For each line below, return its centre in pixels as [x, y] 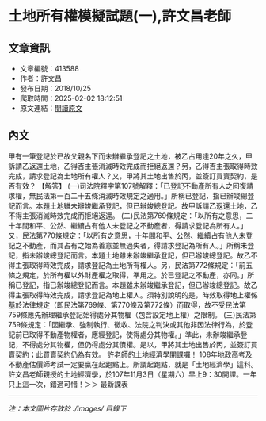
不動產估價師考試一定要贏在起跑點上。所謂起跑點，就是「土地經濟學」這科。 [133, 364]
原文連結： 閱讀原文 [51, 108]
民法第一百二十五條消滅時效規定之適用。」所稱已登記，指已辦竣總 [141, 196]
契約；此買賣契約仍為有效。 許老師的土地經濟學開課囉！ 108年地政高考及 [134, 354]
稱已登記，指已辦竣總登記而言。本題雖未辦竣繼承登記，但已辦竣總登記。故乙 [133, 285]
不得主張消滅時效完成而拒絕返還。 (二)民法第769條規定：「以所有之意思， [127, 216]
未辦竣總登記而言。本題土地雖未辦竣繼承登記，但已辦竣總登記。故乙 [140, 255]
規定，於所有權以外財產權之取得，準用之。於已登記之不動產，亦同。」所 [138, 275]
